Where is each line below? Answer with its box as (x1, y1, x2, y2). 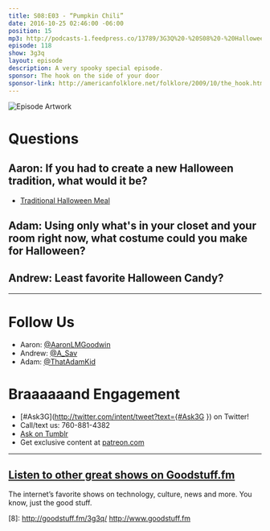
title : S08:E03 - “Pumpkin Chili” (8, 11, 125, 20)
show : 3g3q (8, 49, 45, 57)
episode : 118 (8, 42, 52, 50)
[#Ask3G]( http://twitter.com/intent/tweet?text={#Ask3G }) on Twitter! (19, 412, 249, 421)
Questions (8, 130, 79, 147)
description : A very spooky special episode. (8, 64, 163, 73)
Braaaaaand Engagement (8, 384, 181, 403)
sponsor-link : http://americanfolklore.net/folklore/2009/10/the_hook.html (8, 79, 268, 87)
